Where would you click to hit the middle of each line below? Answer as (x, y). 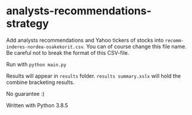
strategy (28, 24)
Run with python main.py (36, 64)
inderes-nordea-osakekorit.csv (45, 47)
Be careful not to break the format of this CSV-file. (68, 52)
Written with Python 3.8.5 (37, 105)
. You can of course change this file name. (135, 46)
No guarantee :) (25, 94)
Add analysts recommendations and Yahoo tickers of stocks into (85, 40)
